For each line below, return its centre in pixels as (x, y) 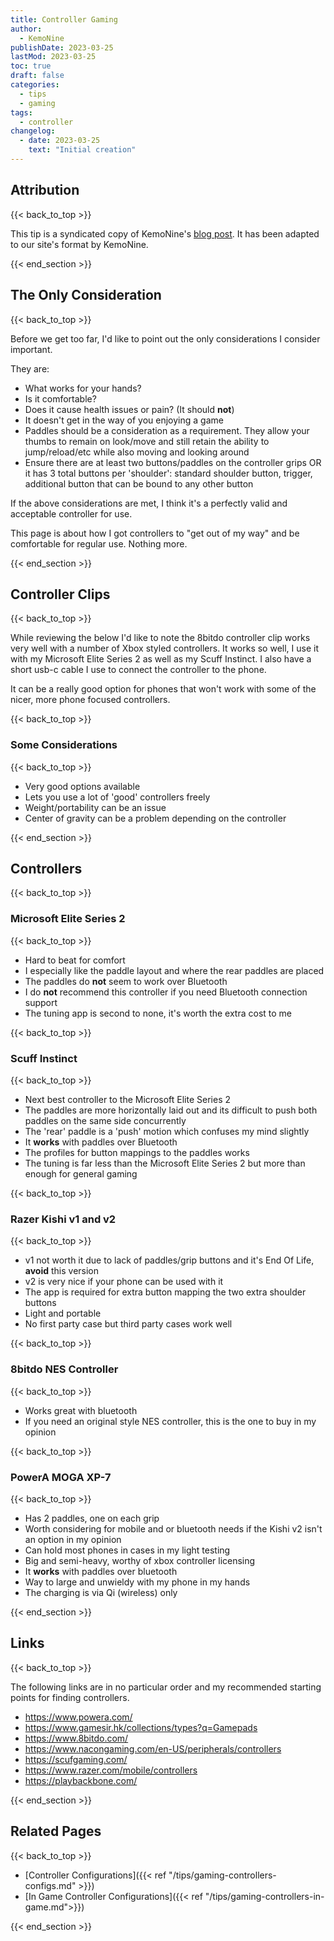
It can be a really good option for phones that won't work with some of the (163, 689)
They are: (30, 368)
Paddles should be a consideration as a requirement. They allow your (167, 430)
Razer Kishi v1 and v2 (63, 1219)
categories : (35, 85)
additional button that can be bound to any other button (139, 483)
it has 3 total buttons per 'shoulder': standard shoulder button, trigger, (168, 473)
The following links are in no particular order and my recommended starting (166, 1687)
